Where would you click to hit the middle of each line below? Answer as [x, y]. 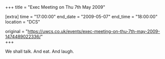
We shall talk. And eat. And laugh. [40, 51]
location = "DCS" [23, 22]
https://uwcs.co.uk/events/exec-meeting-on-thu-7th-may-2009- [94, 31]
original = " [17, 31]
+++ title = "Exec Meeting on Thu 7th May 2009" [55, 7]
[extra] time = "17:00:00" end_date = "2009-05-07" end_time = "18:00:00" [82, 16]
